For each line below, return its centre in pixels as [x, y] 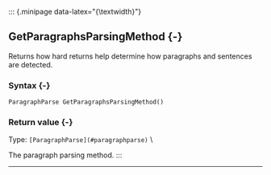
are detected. [31, 64]
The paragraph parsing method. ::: [65, 155]
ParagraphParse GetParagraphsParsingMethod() [86, 102]
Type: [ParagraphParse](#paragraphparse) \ [81, 140]
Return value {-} [41, 122]
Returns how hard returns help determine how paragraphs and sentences [130, 56]
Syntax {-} [29, 85]
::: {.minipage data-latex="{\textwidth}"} [75, 12]
